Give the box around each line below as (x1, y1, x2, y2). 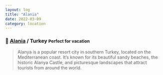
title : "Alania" (5, 12, 39, 17)
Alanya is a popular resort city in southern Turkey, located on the (17, 49, 151, 55)
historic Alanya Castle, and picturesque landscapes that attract (17, 59, 147, 65)
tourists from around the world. (17, 65, 82, 71)
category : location (5, 21, 46, 26)
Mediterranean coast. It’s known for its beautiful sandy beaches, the (17, 54, 158, 60)
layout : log (5, 7, 30, 12)
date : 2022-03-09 (5, 16, 41, 21)
